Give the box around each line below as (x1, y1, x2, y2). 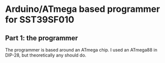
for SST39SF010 (5, 14, 75, 25)
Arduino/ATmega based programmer (5, 3, 160, 15)
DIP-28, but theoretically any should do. (5, 52, 86, 58)
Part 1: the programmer (5, 34, 78, 42)
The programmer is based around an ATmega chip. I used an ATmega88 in (5, 47, 158, 53)
